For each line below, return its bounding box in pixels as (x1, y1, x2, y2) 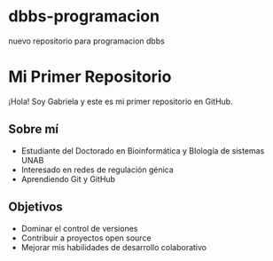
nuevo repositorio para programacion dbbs (8, 36, 165, 46)
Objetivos (8, 200, 63, 215)
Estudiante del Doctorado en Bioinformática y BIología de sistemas (20, 145, 265, 156)
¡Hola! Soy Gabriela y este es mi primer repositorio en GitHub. (8, 96, 233, 107)
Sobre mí (8, 122, 59, 137)
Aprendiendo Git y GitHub (20, 173, 116, 184)
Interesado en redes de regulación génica (20, 164, 174, 175)
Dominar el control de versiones (20, 223, 138, 233)
